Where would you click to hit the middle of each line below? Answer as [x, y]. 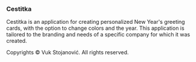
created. [17, 41]
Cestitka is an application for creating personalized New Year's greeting [96, 22]
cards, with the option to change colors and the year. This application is [95, 28]
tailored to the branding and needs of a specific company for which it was [98, 35]
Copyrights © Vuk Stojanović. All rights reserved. [67, 52]
